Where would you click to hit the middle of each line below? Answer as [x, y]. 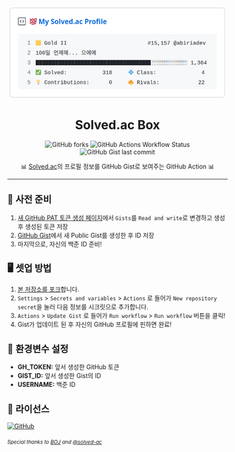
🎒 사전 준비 [30, 200]
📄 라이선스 [29, 409]
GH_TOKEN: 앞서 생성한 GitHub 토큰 [69, 367]
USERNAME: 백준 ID [46, 385]
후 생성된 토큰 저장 [43, 226]
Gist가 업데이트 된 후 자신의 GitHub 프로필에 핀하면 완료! [94, 324]
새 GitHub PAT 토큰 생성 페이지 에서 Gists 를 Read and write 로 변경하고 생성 [121, 218]
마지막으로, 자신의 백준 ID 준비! [60, 244]
